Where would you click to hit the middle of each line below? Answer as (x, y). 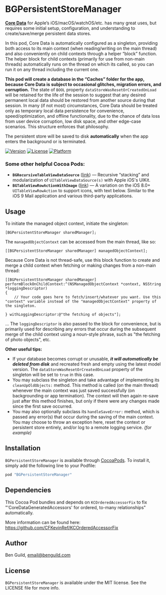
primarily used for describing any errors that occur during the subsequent (81, 329)
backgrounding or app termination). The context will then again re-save (85, 396)
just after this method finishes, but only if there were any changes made (86, 401)
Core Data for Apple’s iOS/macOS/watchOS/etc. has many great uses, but (81, 23)
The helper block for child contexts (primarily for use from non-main (75, 59)
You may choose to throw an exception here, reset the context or (79, 422)
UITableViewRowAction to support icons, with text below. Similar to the (83, 191)
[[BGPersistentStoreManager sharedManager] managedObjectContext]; (77, 251)
